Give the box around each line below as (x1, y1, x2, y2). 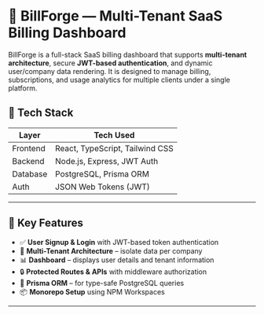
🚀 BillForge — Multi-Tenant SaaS (8, 7, 223, 25)
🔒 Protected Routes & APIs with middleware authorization (19, 267, 207, 276)
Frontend (12, 143, 46, 154)
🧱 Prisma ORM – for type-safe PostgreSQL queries (19, 278, 185, 287)
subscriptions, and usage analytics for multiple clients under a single (8, 75, 230, 84)
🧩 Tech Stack (8, 106, 74, 120)
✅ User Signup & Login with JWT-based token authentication (19, 237, 219, 246)
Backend (12, 155, 45, 166)
